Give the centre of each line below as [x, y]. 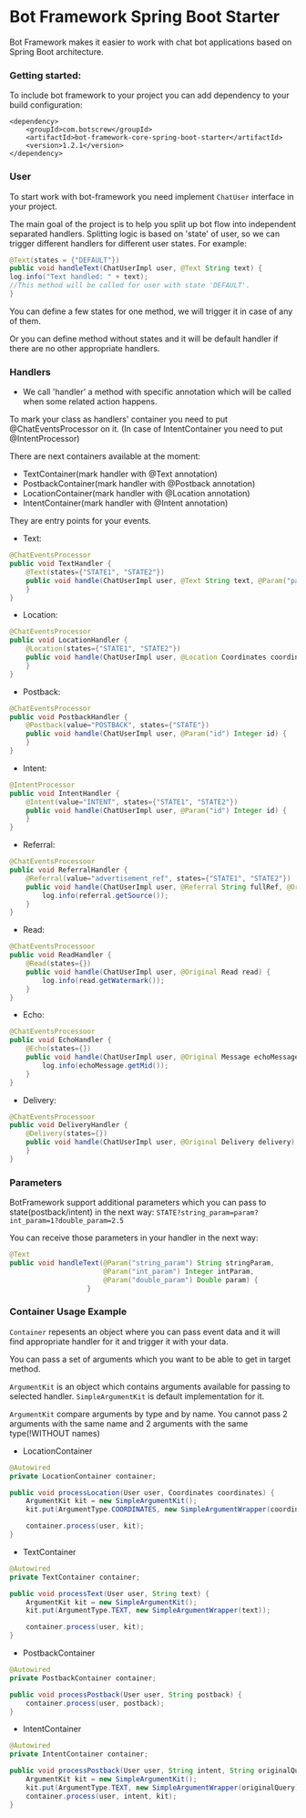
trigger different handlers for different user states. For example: [128, 243]
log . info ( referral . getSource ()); [106, 895]
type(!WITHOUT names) [55, 1433]
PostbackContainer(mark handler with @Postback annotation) [139, 484]
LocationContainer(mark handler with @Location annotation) [136, 494]
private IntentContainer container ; [79, 1754]
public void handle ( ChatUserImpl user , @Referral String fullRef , [154, 887]
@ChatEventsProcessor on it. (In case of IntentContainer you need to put [146, 429]
